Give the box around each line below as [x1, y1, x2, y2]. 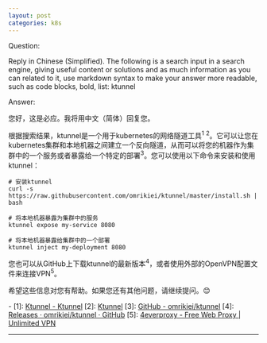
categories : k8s [8, 19, 62, 27]
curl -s [8, 184, 34, 193]
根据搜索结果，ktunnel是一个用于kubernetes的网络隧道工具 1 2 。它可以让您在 [8, 129, 259, 140]
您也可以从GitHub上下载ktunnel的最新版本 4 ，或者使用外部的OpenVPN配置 [8, 257, 251, 268]
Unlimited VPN [8, 318, 56, 328]
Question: [8, 40, 41, 50]
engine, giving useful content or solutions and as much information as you [8, 64, 251, 74]
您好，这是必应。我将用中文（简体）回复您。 [8, 113, 155, 123]
